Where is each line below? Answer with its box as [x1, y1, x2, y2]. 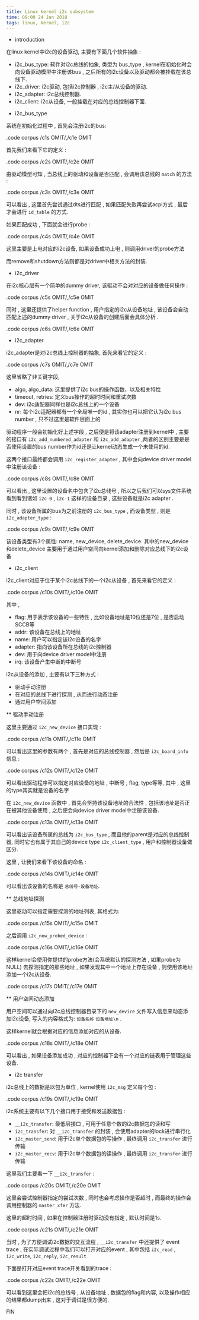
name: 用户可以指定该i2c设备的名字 [14, 636, 102, 643]
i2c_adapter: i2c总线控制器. [14, 90, 82, 98]
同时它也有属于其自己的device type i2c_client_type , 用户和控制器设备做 [14, 839, 192, 846]
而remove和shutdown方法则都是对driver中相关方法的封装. [6, 258, 147, 265]
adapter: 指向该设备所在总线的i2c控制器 [14, 643, 112, 651]
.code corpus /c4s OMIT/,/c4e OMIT [6, 233, 95, 240]
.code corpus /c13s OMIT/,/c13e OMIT [6, 818, 99, 826]
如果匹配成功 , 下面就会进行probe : [6, 221, 91, 228]
